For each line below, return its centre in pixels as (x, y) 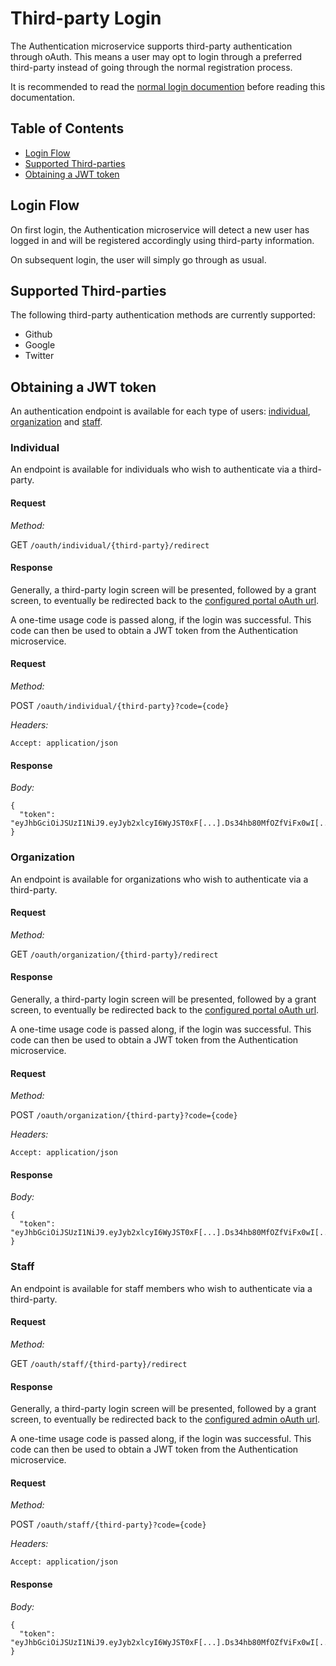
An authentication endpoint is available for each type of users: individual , (160, 411)
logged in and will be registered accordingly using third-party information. (162, 240)
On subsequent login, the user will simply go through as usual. (138, 259)
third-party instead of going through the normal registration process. (151, 67)
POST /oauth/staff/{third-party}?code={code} (108, 1524)
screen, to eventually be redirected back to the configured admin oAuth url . (165, 1419)
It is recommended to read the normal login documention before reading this (168, 86)
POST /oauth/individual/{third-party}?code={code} (120, 706)
